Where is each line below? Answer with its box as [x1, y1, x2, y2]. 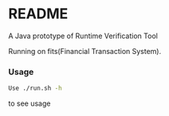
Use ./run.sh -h [8, 84, 62, 92]
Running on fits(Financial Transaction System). [8, 46, 162, 56]
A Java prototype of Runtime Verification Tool [8, 31, 158, 41]
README [8, 5, 69, 23]
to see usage [8, 99, 51, 108]
